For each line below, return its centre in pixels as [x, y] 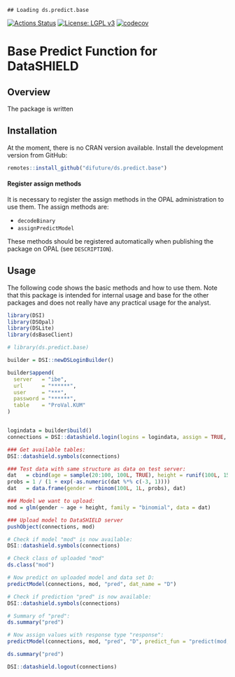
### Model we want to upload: [51, 501]
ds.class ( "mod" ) [31, 565]
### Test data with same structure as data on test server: [97, 469]
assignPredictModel [46, 228]
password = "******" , [45, 399]
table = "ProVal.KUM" [50, 405]
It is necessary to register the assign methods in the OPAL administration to [116, 199]
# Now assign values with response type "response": [86, 635]
